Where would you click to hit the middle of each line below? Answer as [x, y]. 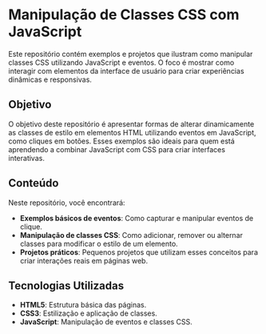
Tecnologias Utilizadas [66, 286]
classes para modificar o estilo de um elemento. [99, 243]
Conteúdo [34, 183]
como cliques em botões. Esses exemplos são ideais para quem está [122, 141]
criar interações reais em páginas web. [84, 260]
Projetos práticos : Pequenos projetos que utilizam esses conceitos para [139, 252]
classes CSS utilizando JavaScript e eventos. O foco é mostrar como [121, 62]
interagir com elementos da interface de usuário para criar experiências [127, 70]
